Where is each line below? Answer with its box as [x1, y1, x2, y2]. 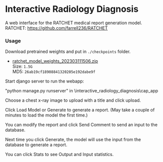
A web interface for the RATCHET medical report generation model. [5, 20, 142, 26]
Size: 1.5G [12, 63, 33, 70]
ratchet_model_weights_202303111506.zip [12, 58, 98, 64]
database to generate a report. [5, 142, 68, 148]
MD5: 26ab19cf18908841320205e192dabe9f [12, 69, 95, 75]
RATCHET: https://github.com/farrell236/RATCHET [5, 25, 108, 31]
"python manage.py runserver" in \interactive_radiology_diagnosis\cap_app [5, 88, 159, 94]
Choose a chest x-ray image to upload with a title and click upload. [5, 97, 141, 103]
